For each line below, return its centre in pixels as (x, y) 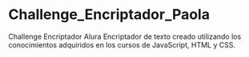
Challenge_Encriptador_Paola (109, 15)
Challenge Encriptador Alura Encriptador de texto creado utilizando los (125, 36)
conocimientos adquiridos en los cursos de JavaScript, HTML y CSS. (122, 44)
